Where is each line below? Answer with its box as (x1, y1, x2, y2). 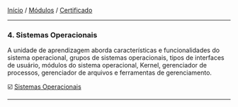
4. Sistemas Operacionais (7, 30, 98, 39)
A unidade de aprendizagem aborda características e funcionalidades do (7, 46, 220, 55)
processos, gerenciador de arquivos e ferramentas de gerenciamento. (7, 68, 212, 77)
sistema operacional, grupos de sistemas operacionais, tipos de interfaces (7, 53, 225, 62)
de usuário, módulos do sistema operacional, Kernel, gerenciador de (7, 61, 208, 70)
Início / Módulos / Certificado (7, 6, 93, 14)
